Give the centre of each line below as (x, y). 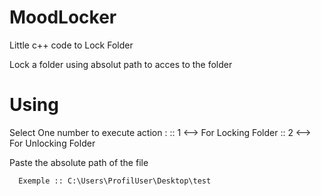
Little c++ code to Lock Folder (71, 45)
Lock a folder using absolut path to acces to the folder (121, 64)
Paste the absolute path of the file (79, 162)
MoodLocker (63, 17)
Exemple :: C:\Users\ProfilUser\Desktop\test (115, 181)
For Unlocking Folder (52, 143)
